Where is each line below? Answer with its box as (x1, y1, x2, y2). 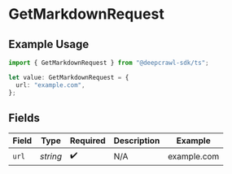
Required (69, 135, 106, 146)
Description (113, 135, 160, 146)
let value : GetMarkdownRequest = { (8, 73, 129, 81)
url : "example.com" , (15, 80, 85, 89)
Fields (8, 111, 41, 124)
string (39, 150, 63, 162)
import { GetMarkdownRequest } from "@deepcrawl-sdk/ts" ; (8, 59, 209, 67)
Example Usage (8, 37, 90, 51)
